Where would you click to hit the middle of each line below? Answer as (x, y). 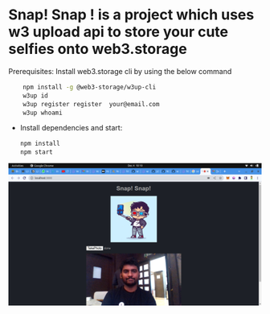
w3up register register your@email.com (91, 104)
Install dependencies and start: (71, 128)
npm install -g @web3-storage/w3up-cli (90, 87)
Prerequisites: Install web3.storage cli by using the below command (120, 71)
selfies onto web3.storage (98, 49)
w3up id (35, 95)
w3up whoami (43, 113)
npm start (37, 152)
